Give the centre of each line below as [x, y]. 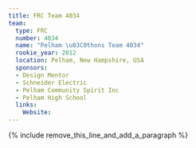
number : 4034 [37, 38]
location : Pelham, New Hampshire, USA [80, 61]
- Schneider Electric [51, 82]
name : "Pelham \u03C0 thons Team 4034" [80, 46]
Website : [37, 113]
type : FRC [31, 30]
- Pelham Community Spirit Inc [67, 90]
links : [26, 105]
